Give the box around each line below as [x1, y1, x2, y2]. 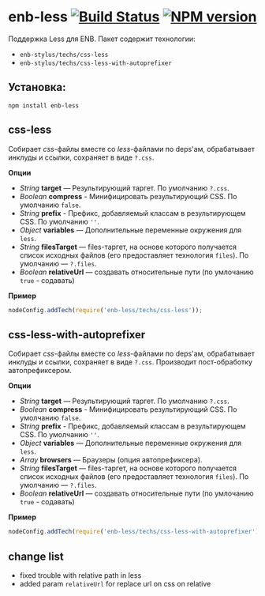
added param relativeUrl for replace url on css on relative [19, 579, 211, 588]
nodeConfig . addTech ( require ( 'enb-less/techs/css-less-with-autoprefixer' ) [8, 528, 259, 536]
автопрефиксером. [8, 366, 73, 375]
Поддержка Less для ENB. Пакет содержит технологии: [8, 34, 196, 43]
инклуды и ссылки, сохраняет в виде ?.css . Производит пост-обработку [8, 357, 253, 367]
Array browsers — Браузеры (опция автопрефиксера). [19, 455, 203, 465]
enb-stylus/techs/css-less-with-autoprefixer [19, 59, 172, 67]
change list [8, 549, 65, 563]
